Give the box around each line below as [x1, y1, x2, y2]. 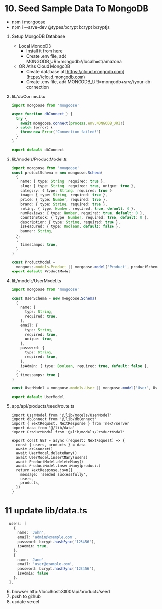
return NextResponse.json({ [16, 468, 73, 473]
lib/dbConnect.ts [11, 93, 46, 99]
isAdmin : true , [17, 544, 49, 548]
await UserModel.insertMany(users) [16, 455, 88, 460]
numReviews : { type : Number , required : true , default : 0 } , [20, 210, 145, 216]
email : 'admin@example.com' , [17, 534, 77, 540]
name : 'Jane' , [17, 557, 47, 562]
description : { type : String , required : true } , [20, 220, 121, 224]
